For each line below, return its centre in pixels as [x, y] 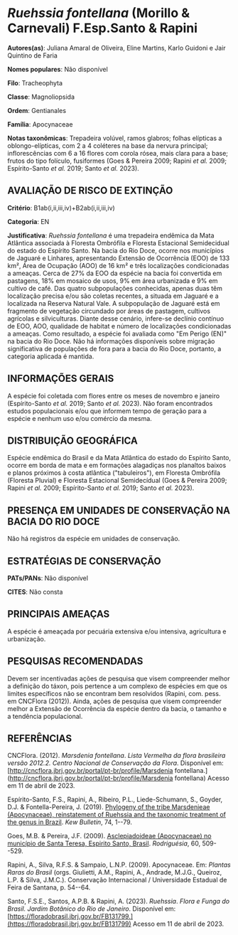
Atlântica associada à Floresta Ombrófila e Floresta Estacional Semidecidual [118, 242]
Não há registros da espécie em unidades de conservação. [94, 539]
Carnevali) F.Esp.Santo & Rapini [102, 28]
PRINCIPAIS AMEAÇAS [59, 614]
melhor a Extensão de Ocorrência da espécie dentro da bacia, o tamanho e [117, 708]
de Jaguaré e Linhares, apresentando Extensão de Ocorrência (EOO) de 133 [119, 258]
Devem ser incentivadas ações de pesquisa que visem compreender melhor [119, 678]
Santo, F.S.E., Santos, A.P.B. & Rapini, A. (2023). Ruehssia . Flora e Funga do [119, 902]
